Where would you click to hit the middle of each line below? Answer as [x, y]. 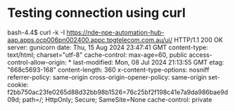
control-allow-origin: [37, 62]
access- [201, 55]
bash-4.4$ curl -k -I [36, 32]
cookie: [18, 84]
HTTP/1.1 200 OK [198, 39]
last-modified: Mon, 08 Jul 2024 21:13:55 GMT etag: [148, 62]
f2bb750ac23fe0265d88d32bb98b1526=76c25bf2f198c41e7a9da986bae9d [118, 92]
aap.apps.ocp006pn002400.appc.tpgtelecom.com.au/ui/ [90, 39]
